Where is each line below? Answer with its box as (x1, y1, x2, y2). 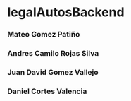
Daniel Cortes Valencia (7, 86, 87, 96)
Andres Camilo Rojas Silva (7, 49, 99, 59)
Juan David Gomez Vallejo (7, 67, 99, 77)
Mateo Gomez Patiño (7, 30, 80, 40)
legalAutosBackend (7, 4, 125, 20)
